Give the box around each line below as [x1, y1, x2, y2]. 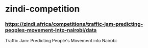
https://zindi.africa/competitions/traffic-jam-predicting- [5, 21, 143, 28]
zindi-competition [5, 3, 80, 15]
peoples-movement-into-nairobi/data [5, 27, 97, 33]
